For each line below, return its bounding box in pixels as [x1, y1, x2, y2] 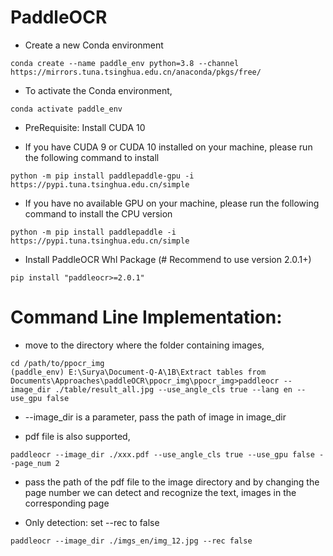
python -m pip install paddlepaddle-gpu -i [10, 171, 195, 181]
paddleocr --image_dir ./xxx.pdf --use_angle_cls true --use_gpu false [10, 449, 315, 460]
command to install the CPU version [24, 207, 173, 220]
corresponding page [24, 497, 110, 509]
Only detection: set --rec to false [24, 516, 160, 528]
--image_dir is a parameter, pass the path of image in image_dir [24, 411, 287, 423]
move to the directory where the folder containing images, [24, 339, 265, 351]
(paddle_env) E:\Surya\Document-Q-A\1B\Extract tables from [10, 367, 267, 377]
